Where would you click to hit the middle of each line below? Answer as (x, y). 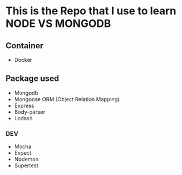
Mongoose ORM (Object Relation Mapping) (67, 99)
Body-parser (30, 112)
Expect (23, 153)
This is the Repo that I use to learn (91, 11)
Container (25, 46)
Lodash (23, 118)
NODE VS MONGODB (58, 24)
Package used (32, 79)
